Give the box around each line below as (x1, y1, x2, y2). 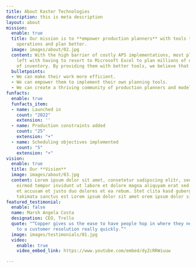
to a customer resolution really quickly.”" (16, 226, 127, 232)
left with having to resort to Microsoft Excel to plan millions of (16, 57, 187, 63)
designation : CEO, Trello (11, 215, 75, 221)
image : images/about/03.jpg (11, 172, 80, 178)
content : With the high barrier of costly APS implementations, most (11, 52, 184, 58)
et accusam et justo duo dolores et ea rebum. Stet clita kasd (16, 188, 174, 194)
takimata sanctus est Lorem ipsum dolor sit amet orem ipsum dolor (16, 194, 184, 200)
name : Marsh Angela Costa (11, 210, 75, 216)
